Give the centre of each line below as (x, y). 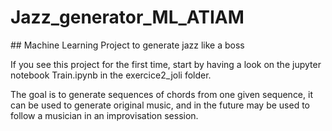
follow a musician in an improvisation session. (104, 115)
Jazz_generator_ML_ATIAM (127, 17)
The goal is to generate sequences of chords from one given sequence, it (161, 94)
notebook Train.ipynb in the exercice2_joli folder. (111, 75)
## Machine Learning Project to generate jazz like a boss (127, 45)
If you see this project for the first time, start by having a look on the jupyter (166, 64)
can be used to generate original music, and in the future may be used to (160, 105)
